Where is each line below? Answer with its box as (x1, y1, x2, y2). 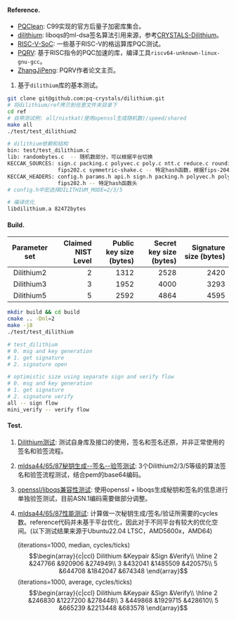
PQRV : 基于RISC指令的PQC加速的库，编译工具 (17, 49, 151, 57)
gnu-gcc (17, 58, 40, 66)
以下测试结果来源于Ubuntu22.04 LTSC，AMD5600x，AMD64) (32, 526, 213, 535)
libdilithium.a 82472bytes (7, 205, 86, 212)
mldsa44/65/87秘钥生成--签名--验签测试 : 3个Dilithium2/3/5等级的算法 (17, 461, 221, 470)
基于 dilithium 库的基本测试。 (17, 81, 102, 89)
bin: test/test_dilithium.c (7, 147, 90, 154)
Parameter (11, 243, 48, 253)
